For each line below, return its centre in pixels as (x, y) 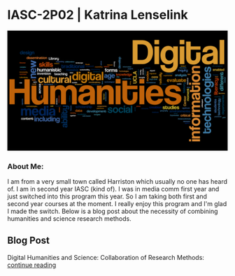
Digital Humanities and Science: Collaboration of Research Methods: (106, 257)
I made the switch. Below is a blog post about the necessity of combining (113, 211)
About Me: (26, 166)
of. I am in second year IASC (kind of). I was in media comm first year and (113, 189)
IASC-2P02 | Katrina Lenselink (98, 15)
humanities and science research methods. (69, 218)
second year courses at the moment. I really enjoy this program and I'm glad (117, 203)
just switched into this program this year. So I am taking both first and (107, 196)
